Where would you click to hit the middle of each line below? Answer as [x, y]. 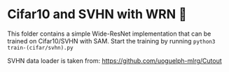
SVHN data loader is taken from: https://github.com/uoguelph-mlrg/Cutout [114, 60]
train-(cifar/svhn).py [40, 48]
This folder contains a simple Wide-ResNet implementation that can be [109, 34]
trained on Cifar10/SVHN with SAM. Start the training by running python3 [111, 41]
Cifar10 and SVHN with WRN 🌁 [97, 14]
